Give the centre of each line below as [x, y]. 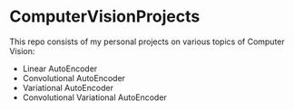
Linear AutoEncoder [60, 69]
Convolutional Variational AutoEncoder [95, 97]
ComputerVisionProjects [105, 17]
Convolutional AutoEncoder [73, 78]
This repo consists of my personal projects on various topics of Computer [147, 41]
